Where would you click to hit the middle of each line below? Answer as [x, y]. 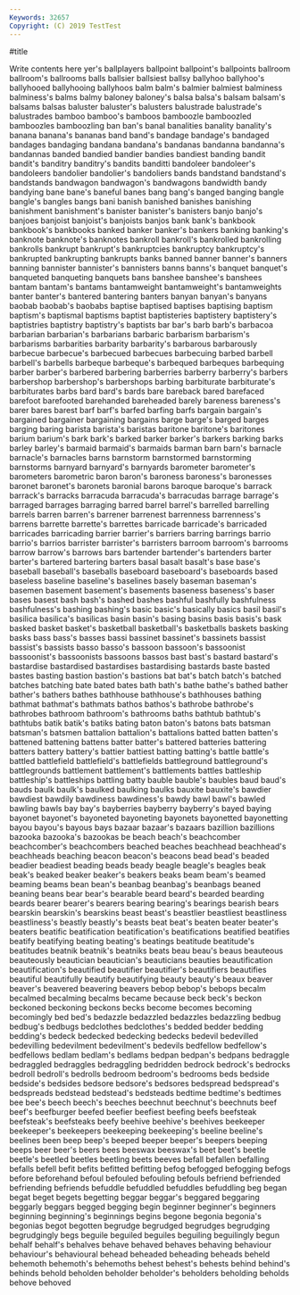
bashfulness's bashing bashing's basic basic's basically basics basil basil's [148, 609]
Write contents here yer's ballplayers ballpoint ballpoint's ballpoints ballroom [150, 69]
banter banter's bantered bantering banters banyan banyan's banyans [138, 296]
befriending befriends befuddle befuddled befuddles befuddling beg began [148, 1187]
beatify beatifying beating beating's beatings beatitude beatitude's [132, 941]
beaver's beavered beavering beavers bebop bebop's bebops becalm [137, 988]
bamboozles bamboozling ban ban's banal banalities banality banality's [141, 125]
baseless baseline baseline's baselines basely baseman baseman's [133, 580]
